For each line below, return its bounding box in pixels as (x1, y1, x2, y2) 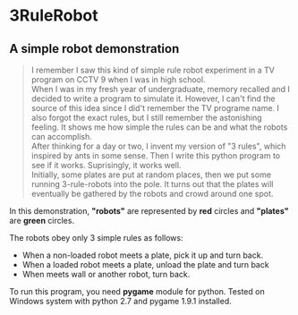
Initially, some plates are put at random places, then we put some (30, 169, 271, 180)
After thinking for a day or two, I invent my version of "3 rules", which (30, 140, 286, 151)
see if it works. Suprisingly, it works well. (30, 160, 182, 170)
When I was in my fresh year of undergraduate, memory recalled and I (30, 84, 291, 94)
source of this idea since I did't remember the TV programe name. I (30, 103, 280, 113)
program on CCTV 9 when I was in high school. (30, 74, 206, 85)
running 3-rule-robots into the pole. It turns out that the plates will (30, 179, 274, 189)
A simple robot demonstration (9, 41, 180, 56)
